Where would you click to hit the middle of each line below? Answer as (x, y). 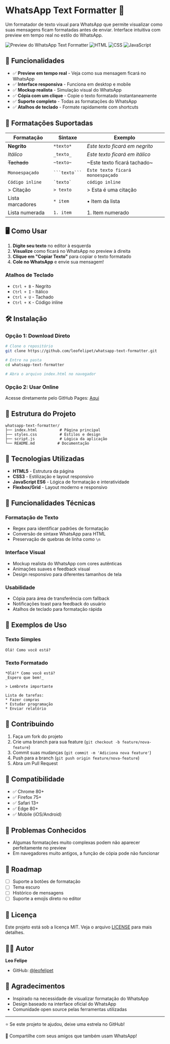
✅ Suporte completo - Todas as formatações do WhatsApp (75, 101)
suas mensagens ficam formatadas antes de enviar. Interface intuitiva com (83, 29)
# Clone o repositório (29, 346)
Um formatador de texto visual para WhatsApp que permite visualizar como (84, 24)
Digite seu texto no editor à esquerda (52, 246)
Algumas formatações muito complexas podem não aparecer (76, 842)
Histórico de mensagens (38, 893)
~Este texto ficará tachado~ (120, 163)
